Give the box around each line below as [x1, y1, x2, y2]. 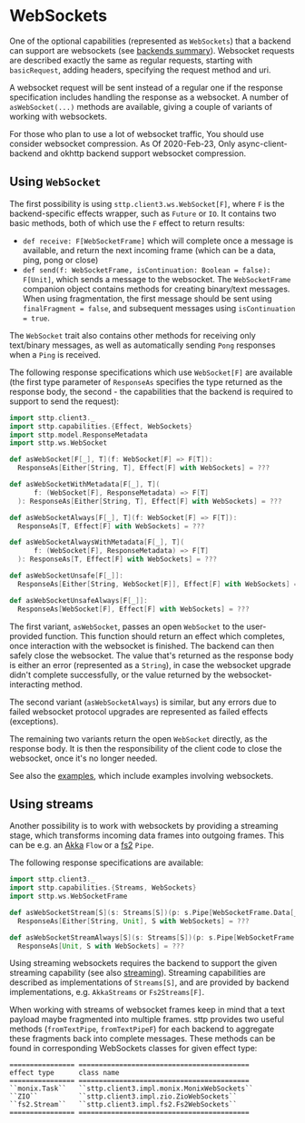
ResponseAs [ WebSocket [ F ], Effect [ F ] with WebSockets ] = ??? [17, 605, 250, 614]
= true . [22, 312, 50, 323]
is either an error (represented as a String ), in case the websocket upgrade [9, 659, 292, 670]
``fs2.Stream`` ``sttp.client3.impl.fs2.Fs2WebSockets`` [9, 1100, 238, 1109]
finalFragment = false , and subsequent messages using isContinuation [22, 302, 296, 313]
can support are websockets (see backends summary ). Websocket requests [9, 44, 295, 55]
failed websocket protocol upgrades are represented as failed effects [9, 705, 269, 717]
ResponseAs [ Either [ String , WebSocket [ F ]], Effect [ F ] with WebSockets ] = [17, 579, 299, 588]
